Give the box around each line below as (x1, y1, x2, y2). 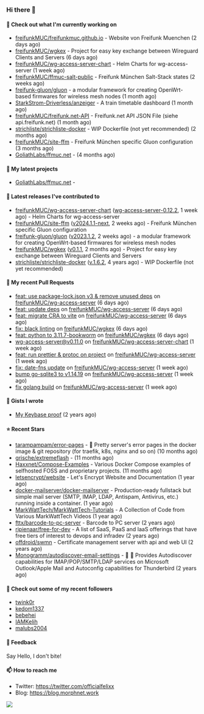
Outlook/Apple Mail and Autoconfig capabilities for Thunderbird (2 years (15, 565, 197, 572)
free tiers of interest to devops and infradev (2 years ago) (15, 532, 160, 540)
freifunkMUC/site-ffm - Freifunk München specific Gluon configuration (15, 138, 193, 145)
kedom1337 (15, 605, 44, 613)
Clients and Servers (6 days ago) (15, 54, 98, 61)
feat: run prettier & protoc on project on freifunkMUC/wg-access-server (15, 351, 196, 358)
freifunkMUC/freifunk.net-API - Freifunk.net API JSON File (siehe (15, 112, 178, 120)
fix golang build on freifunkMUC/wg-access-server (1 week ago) (15, 383, 178, 391)
